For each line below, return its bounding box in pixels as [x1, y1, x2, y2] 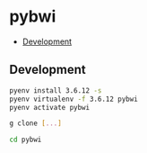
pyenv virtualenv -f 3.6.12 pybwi [9, 94, 139, 103]
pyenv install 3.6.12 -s [9, 85, 102, 95]
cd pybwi [9, 135, 42, 145]
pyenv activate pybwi [9, 103, 91, 112]
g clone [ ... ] [9, 119, 63, 128]
